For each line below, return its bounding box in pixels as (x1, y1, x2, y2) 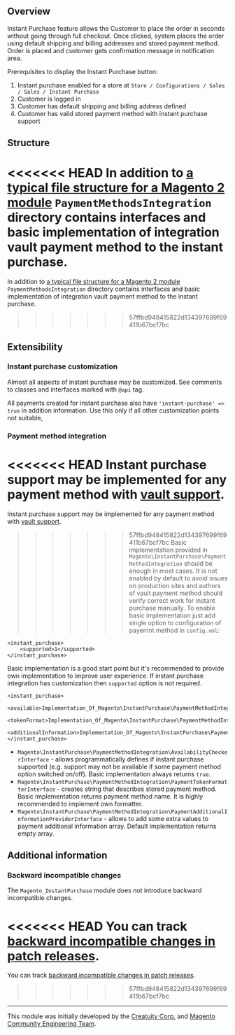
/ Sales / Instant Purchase (17, 88, 99, 95)
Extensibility (7, 341, 63, 352)
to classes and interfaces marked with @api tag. (7, 385, 145, 394)
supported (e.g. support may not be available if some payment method (17, 762, 222, 771)
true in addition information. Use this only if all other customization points (7, 406, 220, 415)
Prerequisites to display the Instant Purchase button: (7, 67, 158, 76)
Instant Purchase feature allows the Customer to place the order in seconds (7, 24, 225, 32)
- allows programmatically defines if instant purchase (50, 755, 204, 763)
